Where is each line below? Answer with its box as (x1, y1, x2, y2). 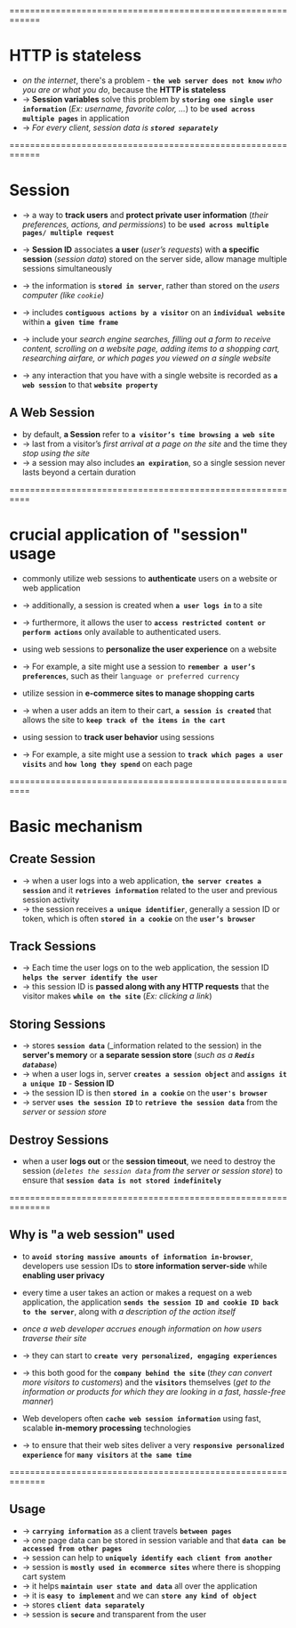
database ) (21, 1059, 58, 1070)
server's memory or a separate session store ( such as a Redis (21, 1050, 255, 1061)
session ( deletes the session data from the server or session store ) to (21, 1166, 283, 1176)
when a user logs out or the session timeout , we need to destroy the (21, 1156, 276, 1167)
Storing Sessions (9, 1016, 106, 1031)
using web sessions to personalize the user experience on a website (21, 643, 277, 655)
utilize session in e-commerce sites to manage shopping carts (21, 688, 255, 698)
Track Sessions (9, 939, 96, 954)
